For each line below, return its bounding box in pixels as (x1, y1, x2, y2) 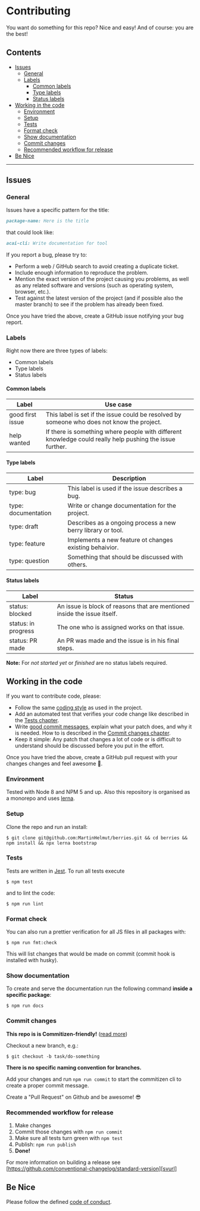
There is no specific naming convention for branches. (6, 1064, 142, 1071)
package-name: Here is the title (6, 218, 89, 224)
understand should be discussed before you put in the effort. (14, 742, 165, 749)
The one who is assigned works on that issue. (57, 623, 185, 631)
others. (67, 560, 87, 568)
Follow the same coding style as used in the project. (14, 704, 143, 711)
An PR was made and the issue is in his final (57, 637, 180, 645)
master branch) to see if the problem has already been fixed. (14, 301, 164, 308)
